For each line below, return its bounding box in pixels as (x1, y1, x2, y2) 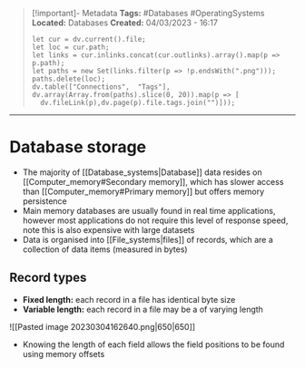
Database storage (9, 137, 147, 158)
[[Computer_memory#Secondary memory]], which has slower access (22, 176, 284, 187)
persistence (22, 195, 68, 207)
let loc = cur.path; (31, 43, 110, 52)
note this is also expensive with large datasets (22, 224, 195, 235)
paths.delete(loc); (31, 74, 106, 83)
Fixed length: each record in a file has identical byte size (22, 294, 236, 305)
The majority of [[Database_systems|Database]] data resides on (22, 167, 263, 178)
